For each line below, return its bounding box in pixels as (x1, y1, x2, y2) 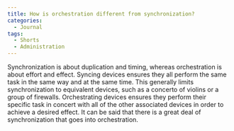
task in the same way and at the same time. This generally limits (7, 78, 194, 86)
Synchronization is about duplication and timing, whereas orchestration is (7, 63, 222, 71)
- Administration (13, 43, 65, 50)
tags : (7, 30, 23, 38)
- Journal (13, 23, 43, 30)
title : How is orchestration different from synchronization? (7, 10, 195, 18)
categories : (7, 17, 43, 24)
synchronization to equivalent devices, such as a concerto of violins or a (7, 86, 219, 93)
